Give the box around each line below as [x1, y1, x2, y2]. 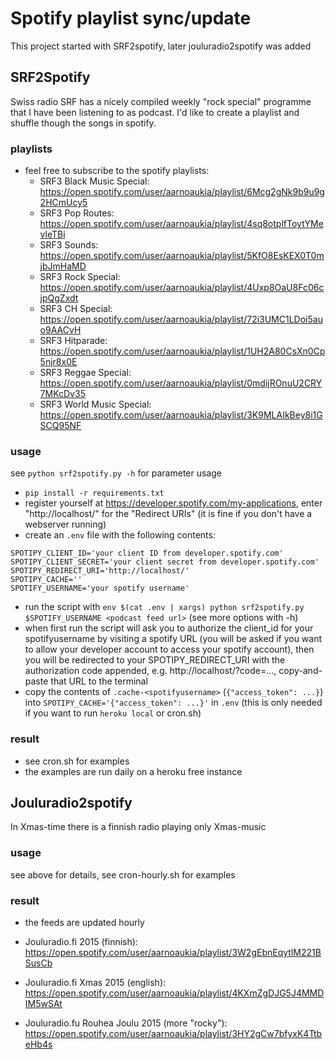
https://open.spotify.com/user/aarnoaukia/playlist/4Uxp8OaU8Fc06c [39, 282, 325, 294]
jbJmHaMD [39, 260, 87, 272]
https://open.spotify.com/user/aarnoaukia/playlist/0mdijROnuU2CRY [39, 377, 323, 389]
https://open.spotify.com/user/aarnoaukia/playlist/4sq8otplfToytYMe [39, 218, 324, 230]
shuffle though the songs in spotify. [10, 117, 157, 129]
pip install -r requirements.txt [24, 488, 165, 499]
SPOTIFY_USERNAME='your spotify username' [10, 583, 190, 594]
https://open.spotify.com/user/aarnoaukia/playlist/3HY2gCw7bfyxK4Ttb [24, 1028, 323, 1040]
